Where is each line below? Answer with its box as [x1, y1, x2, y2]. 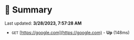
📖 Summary [4, 4, 52, 15]
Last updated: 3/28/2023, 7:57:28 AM [4, 20, 82, 26]
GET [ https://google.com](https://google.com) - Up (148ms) [11, 29, 130, 35]
